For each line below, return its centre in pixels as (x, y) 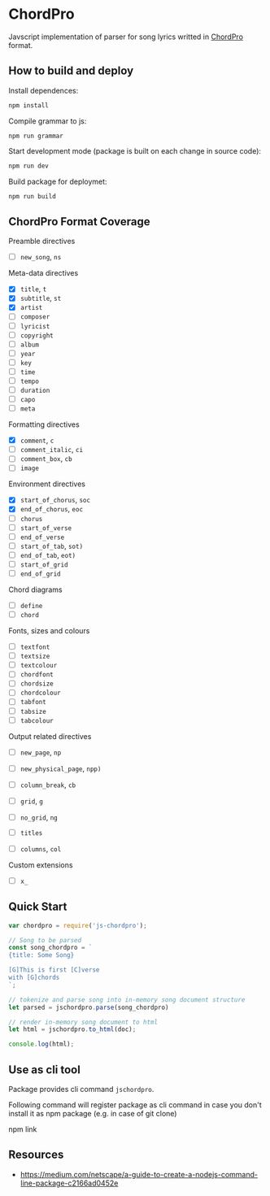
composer (35, 317)
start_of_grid (44, 565)
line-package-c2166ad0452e (69, 1183)
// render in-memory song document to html (83, 1022)
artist (31, 308)
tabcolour (37, 720)
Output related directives (50, 736)
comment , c (37, 441)
